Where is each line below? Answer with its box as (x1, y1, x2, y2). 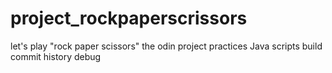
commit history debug (10, 50, 102, 62)
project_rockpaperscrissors (10, 7, 248, 30)
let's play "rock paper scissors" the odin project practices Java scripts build (10, 40, 323, 52)
